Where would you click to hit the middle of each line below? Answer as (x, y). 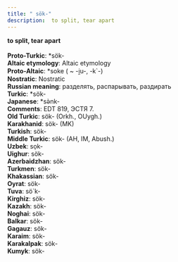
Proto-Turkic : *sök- (36, 55)
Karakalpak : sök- (33, 243)
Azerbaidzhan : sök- (37, 161)
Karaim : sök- (26, 236)
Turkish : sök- (27, 131)
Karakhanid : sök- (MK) (41, 123)
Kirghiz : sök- (26, 199)
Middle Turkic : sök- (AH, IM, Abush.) (61, 139)
